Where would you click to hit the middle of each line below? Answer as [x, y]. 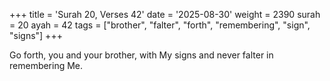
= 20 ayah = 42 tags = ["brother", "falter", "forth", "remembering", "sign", [160, 25]
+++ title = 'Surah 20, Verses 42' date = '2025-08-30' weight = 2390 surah [165, 14]
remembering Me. [46, 65]
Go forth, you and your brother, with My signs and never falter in [141, 55]
